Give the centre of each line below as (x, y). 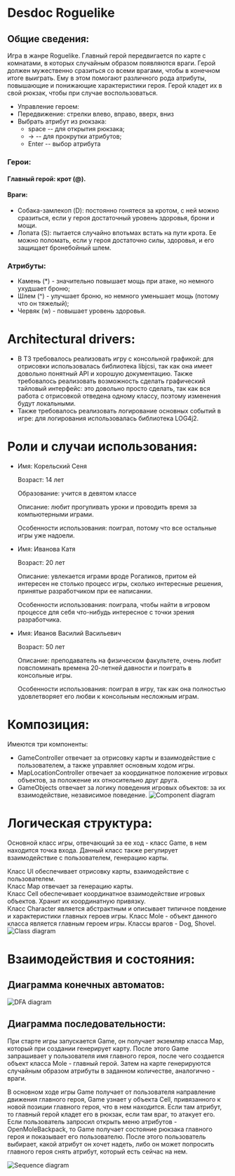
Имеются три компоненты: (48, 744)
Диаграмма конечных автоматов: (86, 985)
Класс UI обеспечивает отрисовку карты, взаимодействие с (98, 871)
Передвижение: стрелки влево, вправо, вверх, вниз (95, 114)
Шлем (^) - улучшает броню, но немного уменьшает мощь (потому (118, 296)
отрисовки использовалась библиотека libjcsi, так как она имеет (115, 366)
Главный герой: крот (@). (47, 179)
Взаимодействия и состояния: (101, 959)
